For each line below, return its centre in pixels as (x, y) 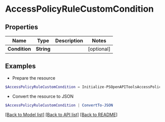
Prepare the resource (34, 78)
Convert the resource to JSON (43, 96)
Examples (20, 66)
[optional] (99, 49)
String (43, 49)
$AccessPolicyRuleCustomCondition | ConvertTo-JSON (59, 105)
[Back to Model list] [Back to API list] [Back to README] (61, 114)
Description (69, 41)
